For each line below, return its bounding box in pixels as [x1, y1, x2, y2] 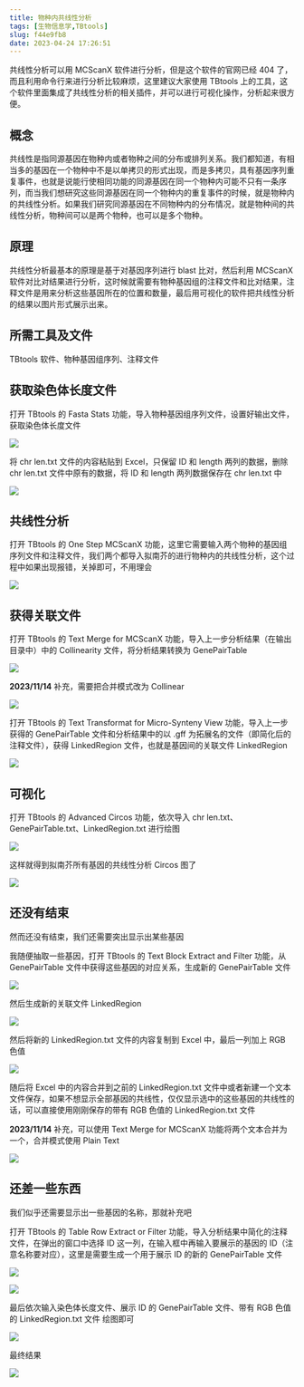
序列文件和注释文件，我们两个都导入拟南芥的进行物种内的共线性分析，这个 [9, 550, 287, 562]
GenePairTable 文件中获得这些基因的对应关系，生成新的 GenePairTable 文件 [9, 961, 291, 972]
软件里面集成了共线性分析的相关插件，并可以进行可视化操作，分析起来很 [16, 87, 287, 98]
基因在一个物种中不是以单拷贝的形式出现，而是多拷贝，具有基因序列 [33, 165, 287, 176]
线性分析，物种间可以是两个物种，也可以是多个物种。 [9, 210, 208, 221]
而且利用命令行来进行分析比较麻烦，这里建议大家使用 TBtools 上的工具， [9, 76, 280, 87]
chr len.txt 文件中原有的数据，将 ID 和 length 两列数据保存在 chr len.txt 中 [9, 467, 282, 478]
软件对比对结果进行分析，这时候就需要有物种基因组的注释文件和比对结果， [9, 275, 287, 286]
